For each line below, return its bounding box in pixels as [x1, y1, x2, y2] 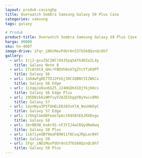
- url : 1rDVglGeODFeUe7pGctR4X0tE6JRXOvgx [9, 113, 99, 118]
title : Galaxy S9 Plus [14, 146, 61, 151]
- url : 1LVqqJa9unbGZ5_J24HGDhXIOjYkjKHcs [9, 85, 99, 90]
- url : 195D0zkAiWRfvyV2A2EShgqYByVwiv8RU [9, 95, 99, 100]
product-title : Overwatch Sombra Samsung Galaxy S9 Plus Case [5, 35, 137, 40]
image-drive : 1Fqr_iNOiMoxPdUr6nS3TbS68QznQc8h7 [5, 48, 108, 54]
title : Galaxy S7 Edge [14, 109, 61, 114]
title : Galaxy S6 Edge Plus [14, 90, 72, 95]
